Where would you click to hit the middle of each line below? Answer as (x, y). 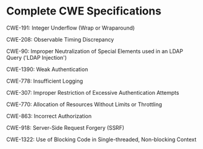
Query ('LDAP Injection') (37, 57)
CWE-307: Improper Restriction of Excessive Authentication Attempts (93, 92)
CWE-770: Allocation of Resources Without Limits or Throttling (84, 104)
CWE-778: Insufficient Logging (45, 81)
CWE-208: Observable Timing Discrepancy (60, 39)
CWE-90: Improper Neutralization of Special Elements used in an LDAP (95, 51)
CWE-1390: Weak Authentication (47, 69)
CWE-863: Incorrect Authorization (49, 116)
